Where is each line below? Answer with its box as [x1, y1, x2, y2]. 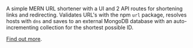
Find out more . [6, 36, 42, 42]
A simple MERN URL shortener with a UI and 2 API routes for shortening [6, 5, 183, 12]
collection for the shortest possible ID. [39, 24, 134, 31]
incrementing [6, 24, 39, 31]
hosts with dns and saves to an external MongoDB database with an [6, 18, 173, 24]
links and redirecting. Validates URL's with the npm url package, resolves [6, 11, 187, 18]
